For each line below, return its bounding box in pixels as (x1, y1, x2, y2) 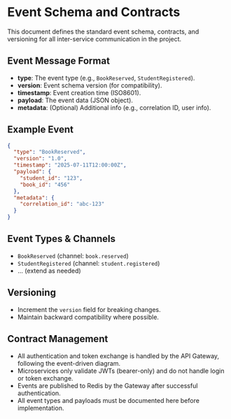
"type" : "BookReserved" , (13, 148, 86, 156)
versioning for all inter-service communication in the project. (7, 34, 182, 43)
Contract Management (7, 333, 108, 345)
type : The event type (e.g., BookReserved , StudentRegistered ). (17, 73, 195, 82)
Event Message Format (7, 55, 111, 67)
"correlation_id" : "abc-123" (20, 201, 105, 208)
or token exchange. (17, 374, 73, 382)
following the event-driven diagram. (17, 359, 121, 367)
